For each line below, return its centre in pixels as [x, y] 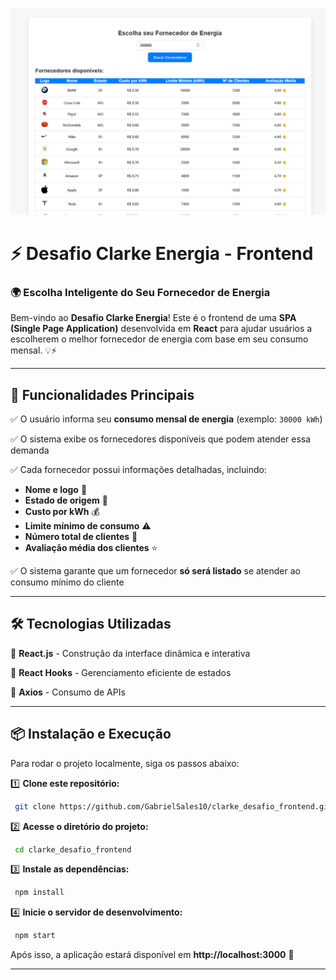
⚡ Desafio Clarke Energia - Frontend [162, 253]
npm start [35, 936]
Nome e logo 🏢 [56, 490]
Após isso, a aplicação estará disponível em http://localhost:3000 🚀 [152, 955]
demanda [30, 450]
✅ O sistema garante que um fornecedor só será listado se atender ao [155, 571]
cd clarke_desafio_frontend [73, 849]
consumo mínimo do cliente [67, 582]
